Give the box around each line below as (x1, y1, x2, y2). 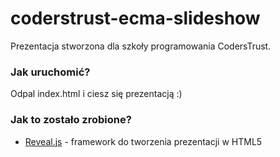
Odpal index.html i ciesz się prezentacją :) (10, 88, 183, 100)
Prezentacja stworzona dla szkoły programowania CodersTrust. (10, 40, 272, 52)
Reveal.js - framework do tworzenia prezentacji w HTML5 (24, 135, 263, 147)
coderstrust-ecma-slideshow (10, 7, 261, 30)
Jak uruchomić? (10, 65, 91, 79)
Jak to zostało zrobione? (10, 113, 132, 127)
